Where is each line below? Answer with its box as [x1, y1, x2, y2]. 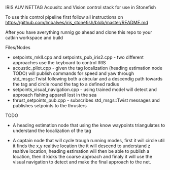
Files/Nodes [5, 45, 30, 50]
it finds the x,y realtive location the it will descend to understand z [12, 143, 151, 149]
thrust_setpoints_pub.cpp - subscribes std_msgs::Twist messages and [12, 97, 160, 103]
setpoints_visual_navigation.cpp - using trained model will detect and [12, 87, 157, 93]
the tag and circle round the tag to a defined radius [12, 81, 119, 87]
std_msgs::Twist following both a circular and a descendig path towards [12, 76, 163, 81]
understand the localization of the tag [12, 127, 91, 134]
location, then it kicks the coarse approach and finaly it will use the [12, 154, 153, 159]
